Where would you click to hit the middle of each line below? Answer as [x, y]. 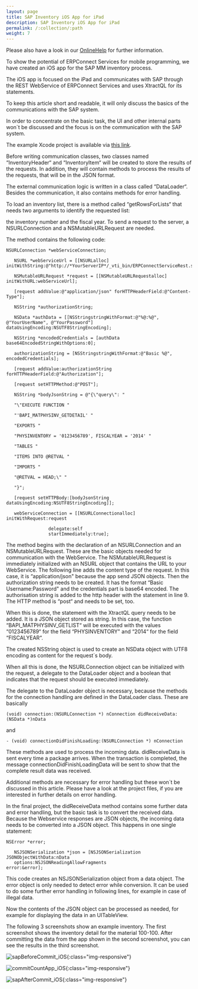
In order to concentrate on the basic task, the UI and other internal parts [93, 121]
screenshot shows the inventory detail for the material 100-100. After [89, 933]
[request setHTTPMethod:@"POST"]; [56, 385]
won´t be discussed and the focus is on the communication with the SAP [94, 127]
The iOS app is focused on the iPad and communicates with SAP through [95, 80]
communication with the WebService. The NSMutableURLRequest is [89, 558]
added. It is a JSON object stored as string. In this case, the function [89, 619]
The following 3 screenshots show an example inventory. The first [86, 927]
